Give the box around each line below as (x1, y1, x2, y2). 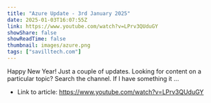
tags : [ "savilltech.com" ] (7, 49, 81, 56)
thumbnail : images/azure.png (7, 42, 91, 49)
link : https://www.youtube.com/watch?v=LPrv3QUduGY (7, 23, 158, 30)
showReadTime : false (7, 36, 67, 43)
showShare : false (7, 29, 57, 36)
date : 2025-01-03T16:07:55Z (7, 16, 88, 23)
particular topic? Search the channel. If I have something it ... (7, 74, 179, 82)
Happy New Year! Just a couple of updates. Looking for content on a (7, 67, 201, 76)
